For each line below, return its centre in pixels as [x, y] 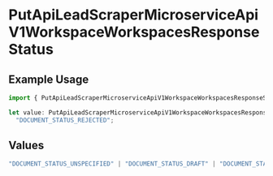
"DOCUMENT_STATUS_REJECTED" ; [65, 120]
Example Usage [49, 79]
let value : [27, 112]
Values [26, 146]
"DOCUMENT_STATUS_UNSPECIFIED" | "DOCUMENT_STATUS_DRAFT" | [113, 164]
